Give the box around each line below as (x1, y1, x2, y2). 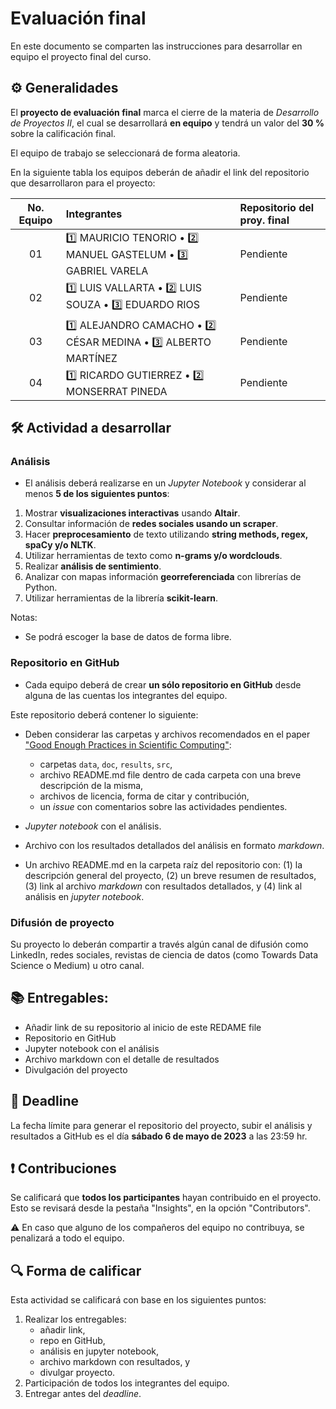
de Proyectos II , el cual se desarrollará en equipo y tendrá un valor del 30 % (10, 117, 325, 129)
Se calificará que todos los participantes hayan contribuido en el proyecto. (10, 1192, 322, 1204)
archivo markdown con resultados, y (39, 1356, 191, 1368)
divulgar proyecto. (39, 1367, 116, 1379)
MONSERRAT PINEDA (65, 384, 168, 398)
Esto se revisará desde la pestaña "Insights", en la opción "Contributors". (10, 1202, 311, 1214)
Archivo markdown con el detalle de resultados (24, 1053, 220, 1065)
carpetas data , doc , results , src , (39, 758, 173, 770)
